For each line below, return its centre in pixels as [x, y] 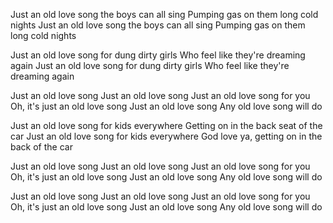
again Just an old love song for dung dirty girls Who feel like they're [150, 65]
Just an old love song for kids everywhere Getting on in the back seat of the [166, 125]
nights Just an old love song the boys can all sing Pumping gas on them [158, 25]
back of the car [41, 147]
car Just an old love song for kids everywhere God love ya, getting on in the [166, 136]
